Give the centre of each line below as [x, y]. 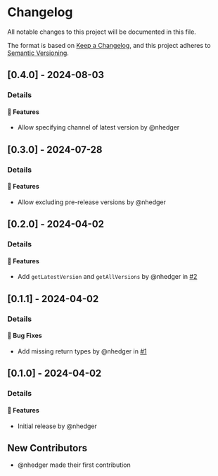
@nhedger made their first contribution [74, 465]
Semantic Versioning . [38, 53]
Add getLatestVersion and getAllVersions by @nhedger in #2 [107, 277]
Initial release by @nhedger [57, 426]
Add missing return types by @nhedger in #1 [82, 351]
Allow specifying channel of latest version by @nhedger [98, 127]
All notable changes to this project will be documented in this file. [102, 32]
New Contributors [47, 448]
